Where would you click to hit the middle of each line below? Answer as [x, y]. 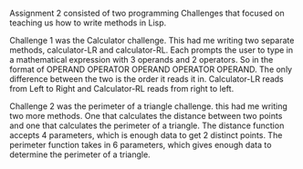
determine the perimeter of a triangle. [80, 154]
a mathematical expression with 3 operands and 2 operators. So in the [141, 60]
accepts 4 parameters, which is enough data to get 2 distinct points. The [146, 135]
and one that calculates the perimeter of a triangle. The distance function [147, 125]
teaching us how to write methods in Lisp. [88, 23]
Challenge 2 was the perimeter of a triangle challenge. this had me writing [148, 106]
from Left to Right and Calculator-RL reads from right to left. [122, 89]
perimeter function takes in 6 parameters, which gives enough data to [141, 145]
